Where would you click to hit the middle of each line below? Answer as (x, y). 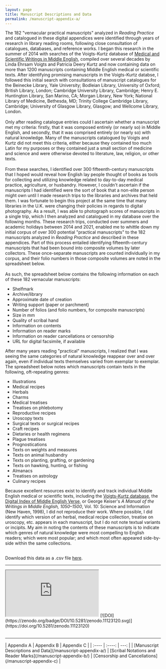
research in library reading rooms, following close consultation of (71, 43)
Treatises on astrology (35, 476)
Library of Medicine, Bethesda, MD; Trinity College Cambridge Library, (77, 101)
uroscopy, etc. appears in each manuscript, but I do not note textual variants (83, 522)
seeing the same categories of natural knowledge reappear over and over (80, 356)
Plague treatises (29, 439)
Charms (20, 397)
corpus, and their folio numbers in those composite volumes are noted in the (83, 258)
